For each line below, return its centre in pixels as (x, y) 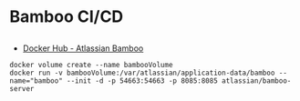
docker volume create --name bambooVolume (91, 65)
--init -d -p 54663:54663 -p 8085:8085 (143, 81)
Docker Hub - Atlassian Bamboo (83, 48)
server (22, 88)
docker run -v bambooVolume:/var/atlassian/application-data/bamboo (142, 73)
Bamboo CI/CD (67, 17)
